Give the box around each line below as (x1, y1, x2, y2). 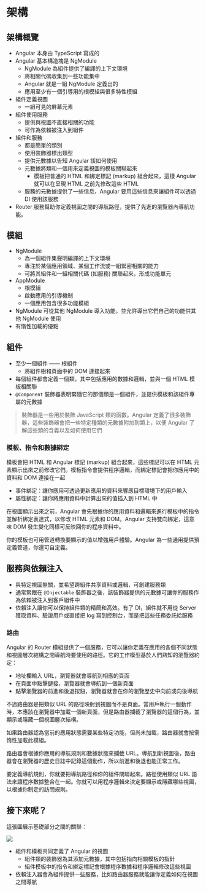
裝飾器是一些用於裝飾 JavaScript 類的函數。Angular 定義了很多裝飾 (21, 411, 191, 418)
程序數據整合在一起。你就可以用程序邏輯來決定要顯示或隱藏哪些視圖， (22, 778, 200, 785)
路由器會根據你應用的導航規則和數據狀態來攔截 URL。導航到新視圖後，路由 (6, 750, 196, 757)
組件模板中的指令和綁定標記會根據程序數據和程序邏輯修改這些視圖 (24, 863, 191, 870)
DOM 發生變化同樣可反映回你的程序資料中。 (13, 523, 124, 530)
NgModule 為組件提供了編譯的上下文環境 (24, 65, 128, 72)
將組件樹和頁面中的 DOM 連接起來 (24, 367, 110, 375)
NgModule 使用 (22, 315, 61, 322)
